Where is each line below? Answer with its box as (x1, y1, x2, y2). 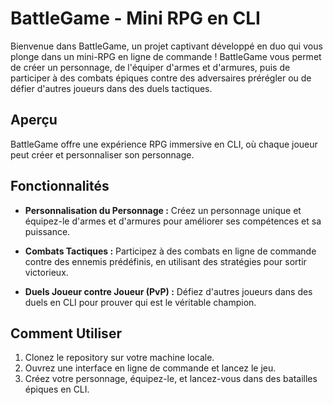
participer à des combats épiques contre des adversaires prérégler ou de (10, 72, 312, 84)
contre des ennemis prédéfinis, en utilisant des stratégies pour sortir (24, 255, 307, 267)
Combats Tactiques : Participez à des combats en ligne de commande (24, 245, 317, 257)
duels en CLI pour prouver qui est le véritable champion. (24, 296, 257, 308)
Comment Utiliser (10, 325, 122, 342)
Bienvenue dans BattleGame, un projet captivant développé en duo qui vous (10, 40, 323, 52)
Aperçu (10, 112, 58, 129)
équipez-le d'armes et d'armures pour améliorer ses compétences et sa (24, 215, 322, 227)
